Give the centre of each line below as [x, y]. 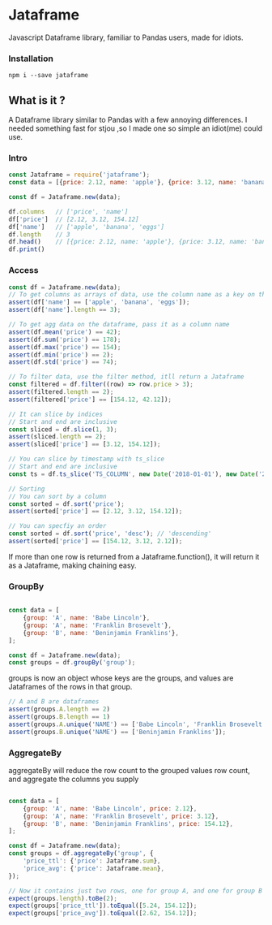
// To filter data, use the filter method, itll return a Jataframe [126, 377]
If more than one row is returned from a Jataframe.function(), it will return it [134, 556]
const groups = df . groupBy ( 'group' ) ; [72, 663]
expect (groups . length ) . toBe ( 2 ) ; [63, 898]
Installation [31, 58]
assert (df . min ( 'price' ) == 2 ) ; [61, 355]
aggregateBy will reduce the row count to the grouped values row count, [130, 770]
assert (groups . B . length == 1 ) [59, 717]
